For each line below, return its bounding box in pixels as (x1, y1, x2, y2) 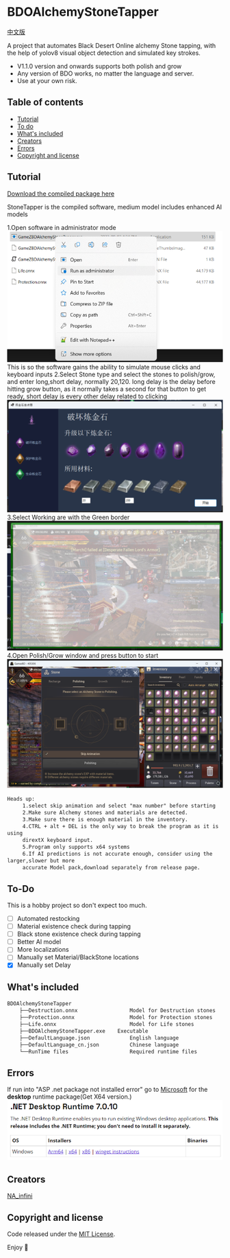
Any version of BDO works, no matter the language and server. (16, 69, 194, 78)
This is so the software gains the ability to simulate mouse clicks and (7, 363, 201, 371)
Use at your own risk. (16, 76, 77, 84)
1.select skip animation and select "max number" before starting (22, 803, 216, 810)
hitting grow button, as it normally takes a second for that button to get (7, 385, 207, 393)
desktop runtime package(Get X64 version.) (7, 1093, 132, 1101)
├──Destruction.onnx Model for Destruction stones (19, 1007, 216, 1014)
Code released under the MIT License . (7, 1230, 116, 1238)
